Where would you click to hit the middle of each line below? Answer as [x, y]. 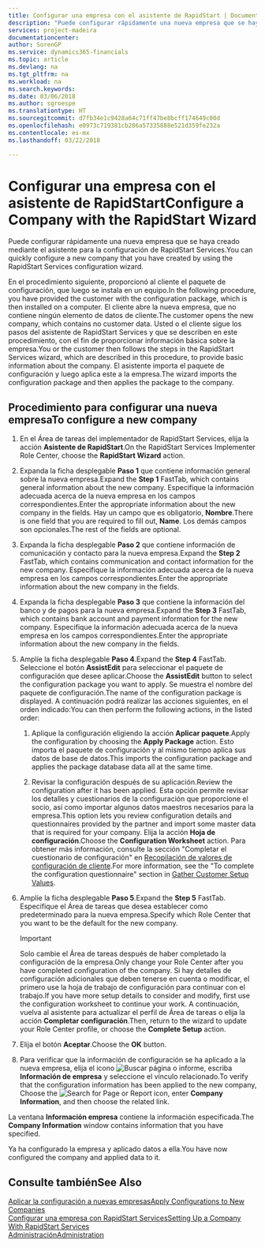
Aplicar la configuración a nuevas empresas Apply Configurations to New [126, 1201]
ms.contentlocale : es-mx [49, 133]
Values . [43, 883]
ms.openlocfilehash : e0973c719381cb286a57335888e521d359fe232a [114, 125]
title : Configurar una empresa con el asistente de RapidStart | [118, 15]
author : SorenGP [35, 45]
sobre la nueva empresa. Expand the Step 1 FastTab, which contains [129, 479]
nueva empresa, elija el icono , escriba [126, 1068]
